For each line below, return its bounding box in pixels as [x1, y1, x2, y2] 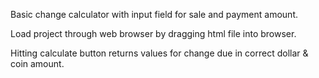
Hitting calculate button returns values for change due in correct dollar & [10, 47, 309, 59]
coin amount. [10, 58, 65, 69]
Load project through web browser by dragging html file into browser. [10, 28, 297, 39]
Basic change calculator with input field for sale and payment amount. [10, 9, 298, 20]
